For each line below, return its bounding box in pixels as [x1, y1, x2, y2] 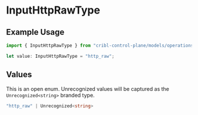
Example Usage [6, 27, 65, 37]
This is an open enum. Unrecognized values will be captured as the [6, 85, 170, 92]
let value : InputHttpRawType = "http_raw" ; [6, 53, 115, 59]
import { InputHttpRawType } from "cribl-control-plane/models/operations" [6, 42, 196, 48]
